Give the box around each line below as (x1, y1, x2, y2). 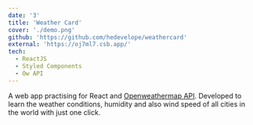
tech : (8, 48, 26, 55)
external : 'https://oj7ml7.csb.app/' (8, 41, 132, 48)
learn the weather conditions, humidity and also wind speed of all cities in (8, 99, 245, 109)
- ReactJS (15, 55, 47, 63)
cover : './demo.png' (8, 26, 76, 34)
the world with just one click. (8, 107, 101, 117)
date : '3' (8, 11, 41, 20)
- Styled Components (15, 62, 82, 70)
